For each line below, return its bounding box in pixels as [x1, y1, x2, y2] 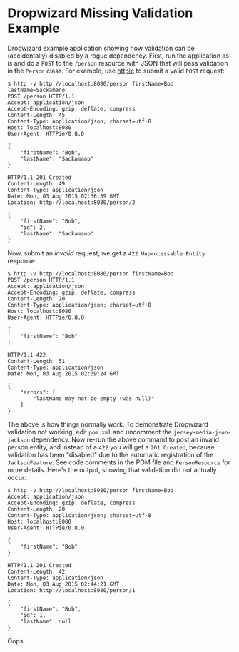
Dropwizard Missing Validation [7, 5, 193, 21]
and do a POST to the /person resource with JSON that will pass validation [14, 58, 228, 67]
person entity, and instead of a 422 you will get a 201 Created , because [7, 442, 215, 451]
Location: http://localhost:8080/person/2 [7, 198, 136, 206]
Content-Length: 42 [7, 568, 66, 575]
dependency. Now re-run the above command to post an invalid [31, 435, 220, 444]
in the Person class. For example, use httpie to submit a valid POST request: [7, 66, 225, 75]
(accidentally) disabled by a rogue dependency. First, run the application [7, 51, 221, 60]
